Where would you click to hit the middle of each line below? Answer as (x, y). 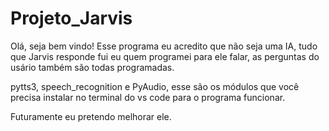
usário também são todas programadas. (92, 67)
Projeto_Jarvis (71, 18)
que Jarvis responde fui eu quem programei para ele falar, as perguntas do (165, 56)
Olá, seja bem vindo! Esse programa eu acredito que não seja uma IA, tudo (164, 46)
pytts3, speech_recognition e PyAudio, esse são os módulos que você (155, 86)
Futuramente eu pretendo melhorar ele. (91, 116)
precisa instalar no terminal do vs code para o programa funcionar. (148, 97)
